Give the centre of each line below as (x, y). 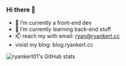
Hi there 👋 (21, 10)
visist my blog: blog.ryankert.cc (54, 45)
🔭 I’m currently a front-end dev (53, 23)
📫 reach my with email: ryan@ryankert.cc (67, 36)
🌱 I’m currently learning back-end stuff (63, 29)
